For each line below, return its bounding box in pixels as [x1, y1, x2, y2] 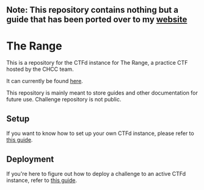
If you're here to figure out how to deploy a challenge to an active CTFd [6, 170, 186, 177]
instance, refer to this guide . [6, 177, 78, 184]
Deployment [6, 154, 54, 164]
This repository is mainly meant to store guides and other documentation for [6, 89, 199, 97]
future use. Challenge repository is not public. [6, 96, 122, 103]
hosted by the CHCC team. [6, 65, 75, 73]
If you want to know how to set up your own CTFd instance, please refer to [6, 130, 194, 137]
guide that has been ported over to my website [6, 15, 188, 25]
